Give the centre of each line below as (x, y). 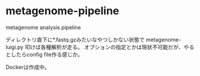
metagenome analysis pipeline (44, 27)
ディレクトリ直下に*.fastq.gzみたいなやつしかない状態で (75, 39)
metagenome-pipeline (62, 11)
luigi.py (15, 47)
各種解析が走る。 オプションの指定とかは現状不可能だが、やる (117, 47)
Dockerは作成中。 (28, 67)
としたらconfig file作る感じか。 (44, 54)
